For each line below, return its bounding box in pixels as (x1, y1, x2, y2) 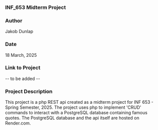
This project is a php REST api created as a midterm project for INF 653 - (5, 99, 154, 105)
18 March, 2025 (5, 52, 37, 58)
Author (5, 17, 23, 24)
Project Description (5, 88, 53, 95)
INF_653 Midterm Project (5, 4, 66, 11)
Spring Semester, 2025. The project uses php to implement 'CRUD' (5, 104, 142, 110)
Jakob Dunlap (5, 29, 34, 35)
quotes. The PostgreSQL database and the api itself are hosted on (5, 115, 140, 121)
